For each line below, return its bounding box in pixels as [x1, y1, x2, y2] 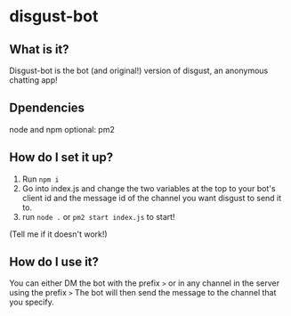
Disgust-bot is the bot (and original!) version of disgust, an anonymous [9, 65, 269, 76]
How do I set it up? [9, 150, 114, 166]
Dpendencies [9, 101, 85, 116]
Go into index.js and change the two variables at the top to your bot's [21, 182, 276, 193]
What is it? [9, 42, 69, 57]
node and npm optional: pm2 [9, 124, 116, 134]
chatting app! [9, 75, 58, 85]
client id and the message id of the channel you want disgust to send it [21, 192, 282, 203]
